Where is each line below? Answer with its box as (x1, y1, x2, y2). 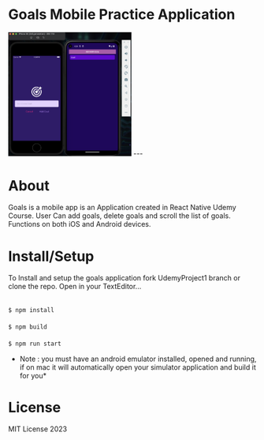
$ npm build (8, 322, 47, 331)
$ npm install (8, 306, 55, 314)
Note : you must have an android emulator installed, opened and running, (19, 354, 257, 363)
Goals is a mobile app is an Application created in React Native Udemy (8, 203, 236, 212)
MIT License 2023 (8, 424, 68, 434)
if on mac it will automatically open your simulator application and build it (19, 362, 256, 372)
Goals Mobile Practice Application (8, 6, 236, 24)
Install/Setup (8, 247, 95, 265)
